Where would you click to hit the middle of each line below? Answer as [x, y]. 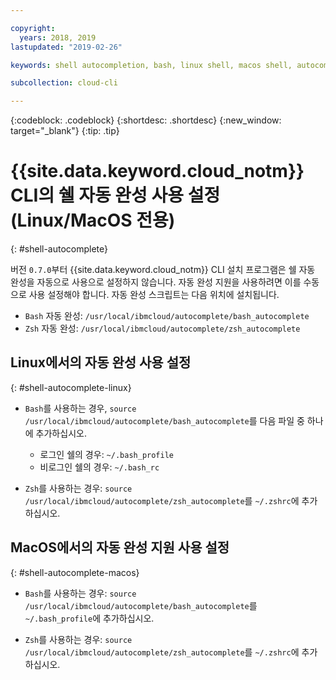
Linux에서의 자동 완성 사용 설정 [101, 362]
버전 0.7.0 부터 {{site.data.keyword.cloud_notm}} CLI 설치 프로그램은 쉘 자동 [163, 270]
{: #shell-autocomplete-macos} [75, 572]
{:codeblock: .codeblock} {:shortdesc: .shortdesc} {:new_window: [146, 120]
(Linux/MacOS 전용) [93, 220]
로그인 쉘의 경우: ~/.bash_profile [106, 454]
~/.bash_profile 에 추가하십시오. [89, 618]
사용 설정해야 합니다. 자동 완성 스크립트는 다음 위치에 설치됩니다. [154, 295]
